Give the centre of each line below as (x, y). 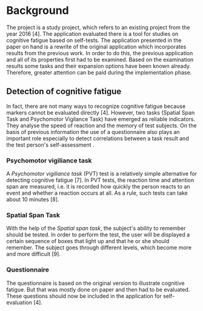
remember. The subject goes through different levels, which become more (99, 248)
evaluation (19, 302)
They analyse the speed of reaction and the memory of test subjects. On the (101, 125)
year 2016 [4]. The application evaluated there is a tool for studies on (92, 33)
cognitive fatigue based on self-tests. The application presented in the (94, 40)
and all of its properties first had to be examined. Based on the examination (100, 59)
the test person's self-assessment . (51, 145)
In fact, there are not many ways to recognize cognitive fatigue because (96, 106)
